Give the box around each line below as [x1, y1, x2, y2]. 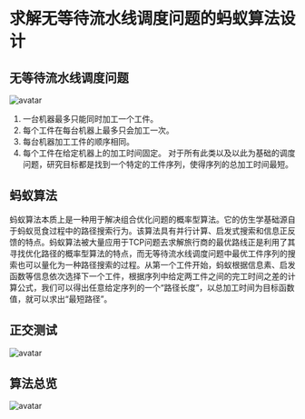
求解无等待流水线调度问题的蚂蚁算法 [9, 8, 280, 29]
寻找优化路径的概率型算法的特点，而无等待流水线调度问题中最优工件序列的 [9, 247, 288, 259]
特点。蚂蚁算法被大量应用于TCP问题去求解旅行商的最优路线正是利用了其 [25, 236, 296, 247]
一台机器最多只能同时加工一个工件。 [22, 114, 159, 124]
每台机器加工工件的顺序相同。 [22, 136, 134, 146]
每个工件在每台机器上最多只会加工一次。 [22, 125, 174, 135]
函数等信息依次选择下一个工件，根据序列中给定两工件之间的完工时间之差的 [9, 270, 288, 282]
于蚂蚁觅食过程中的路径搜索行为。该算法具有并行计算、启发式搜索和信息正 [9, 224, 288, 236]
